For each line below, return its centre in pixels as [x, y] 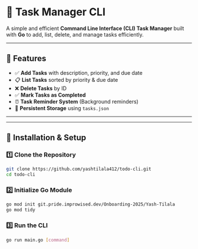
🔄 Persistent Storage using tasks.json [62, 108]
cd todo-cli [21, 175]
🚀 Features [26, 59]
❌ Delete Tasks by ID [40, 88]
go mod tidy [21, 210]
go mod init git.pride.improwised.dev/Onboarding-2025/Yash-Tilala [91, 205]
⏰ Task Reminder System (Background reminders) [76, 101]
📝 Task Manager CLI [56, 12]
